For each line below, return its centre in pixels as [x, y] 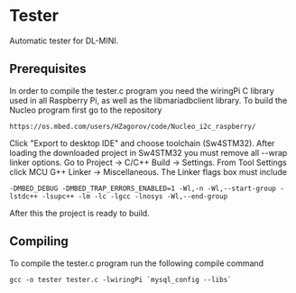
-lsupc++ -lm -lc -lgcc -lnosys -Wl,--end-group [135, 196]
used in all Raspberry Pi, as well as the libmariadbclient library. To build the [148, 100]
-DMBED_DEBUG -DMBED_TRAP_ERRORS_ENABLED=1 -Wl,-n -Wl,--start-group [143, 188]
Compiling [39, 241]
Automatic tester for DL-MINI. [64, 41]
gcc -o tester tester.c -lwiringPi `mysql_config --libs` [120, 279]
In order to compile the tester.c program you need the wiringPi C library [142, 90]
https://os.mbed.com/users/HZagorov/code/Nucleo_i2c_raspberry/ [133, 126]
